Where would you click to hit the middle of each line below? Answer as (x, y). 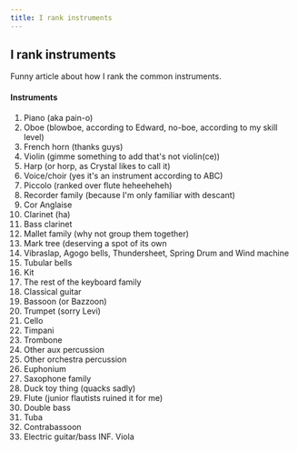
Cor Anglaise (48, 205)
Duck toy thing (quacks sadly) (79, 388)
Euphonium (45, 368)
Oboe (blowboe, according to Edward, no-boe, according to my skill (150, 127)
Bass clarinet (48, 224)
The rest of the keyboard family (82, 282)
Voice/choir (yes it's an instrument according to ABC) (123, 175)
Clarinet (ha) (47, 214)
